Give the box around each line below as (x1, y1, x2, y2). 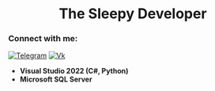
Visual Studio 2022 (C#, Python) (19, 66, 129, 76)
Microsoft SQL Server (19, 74, 92, 84)
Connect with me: (8, 33, 78, 44)
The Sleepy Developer (58, 5, 207, 23)
